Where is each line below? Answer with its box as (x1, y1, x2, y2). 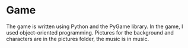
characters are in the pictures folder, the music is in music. (6, 35, 149, 42)
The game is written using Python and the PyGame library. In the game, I (6, 23, 183, 30)
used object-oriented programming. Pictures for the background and (6, 29, 174, 36)
